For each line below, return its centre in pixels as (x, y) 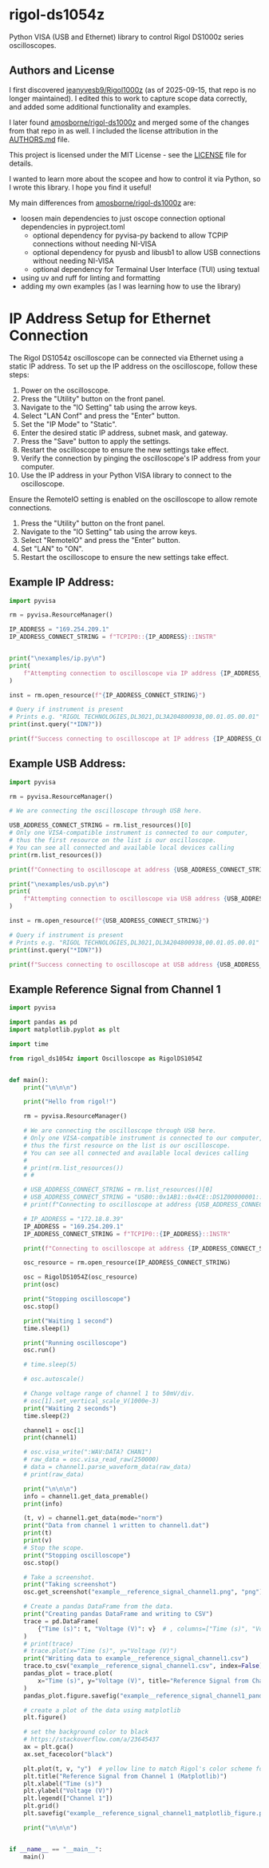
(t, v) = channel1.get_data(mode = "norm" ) (93, 1518)
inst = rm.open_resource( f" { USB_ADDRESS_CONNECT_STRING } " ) (109, 921)
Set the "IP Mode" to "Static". (69, 424)
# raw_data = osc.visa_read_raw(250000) (91, 1460)
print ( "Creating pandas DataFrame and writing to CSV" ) (119, 1614)
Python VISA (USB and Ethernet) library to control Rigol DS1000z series (127, 37)
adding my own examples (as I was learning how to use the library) (131, 286)
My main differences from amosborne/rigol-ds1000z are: (103, 202)
